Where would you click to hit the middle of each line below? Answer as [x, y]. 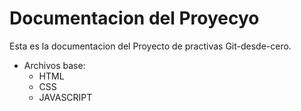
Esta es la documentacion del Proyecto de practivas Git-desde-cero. [150, 46]
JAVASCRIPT [65, 97]
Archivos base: [54, 65]
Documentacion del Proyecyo [134, 18]
